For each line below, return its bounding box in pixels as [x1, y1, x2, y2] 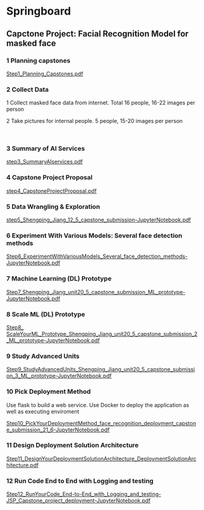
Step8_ [6, 324, 24, 331]
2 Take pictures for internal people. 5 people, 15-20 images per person [6, 117, 183, 125]
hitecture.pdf [6, 461, 39, 469]
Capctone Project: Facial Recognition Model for [6, 29, 189, 39]
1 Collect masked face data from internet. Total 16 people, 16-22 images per [6, 99, 195, 107]
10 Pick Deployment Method [6, 388, 91, 396]
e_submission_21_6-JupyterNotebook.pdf [6, 426, 110, 433]
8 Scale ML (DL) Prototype [6, 310, 86, 318]
